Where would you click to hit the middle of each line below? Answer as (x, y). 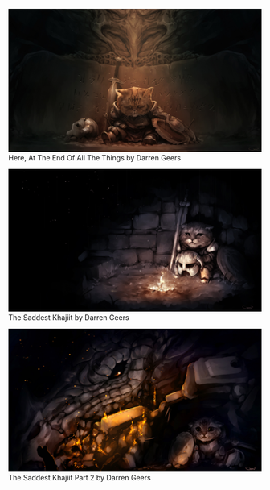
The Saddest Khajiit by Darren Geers (69, 318)
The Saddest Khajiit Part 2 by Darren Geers (80, 477)
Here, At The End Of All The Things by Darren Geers (95, 157)
